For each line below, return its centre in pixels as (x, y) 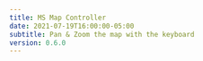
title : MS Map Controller (57, 17)
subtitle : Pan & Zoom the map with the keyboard (102, 34)
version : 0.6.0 (38, 43)
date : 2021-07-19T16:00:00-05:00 (72, 26)
